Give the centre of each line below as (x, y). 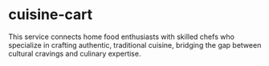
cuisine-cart (51, 15)
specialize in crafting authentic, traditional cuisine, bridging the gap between (135, 45)
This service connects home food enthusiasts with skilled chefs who (122, 37)
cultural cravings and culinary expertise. (75, 53)
